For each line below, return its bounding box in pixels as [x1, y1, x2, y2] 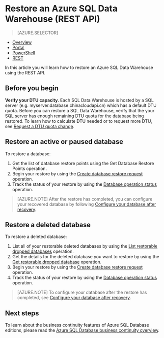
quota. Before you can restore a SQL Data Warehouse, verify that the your [5, 107, 155, 113]
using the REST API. [5, 69, 46, 75]
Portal [12, 44, 25, 50]
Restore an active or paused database [5, 137, 124, 146]
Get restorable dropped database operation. [12, 259, 102, 265]
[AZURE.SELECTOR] [17, 30, 58, 35]
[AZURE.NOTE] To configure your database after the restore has [17, 289, 147, 296]
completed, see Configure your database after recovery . [17, 295, 131, 301]
